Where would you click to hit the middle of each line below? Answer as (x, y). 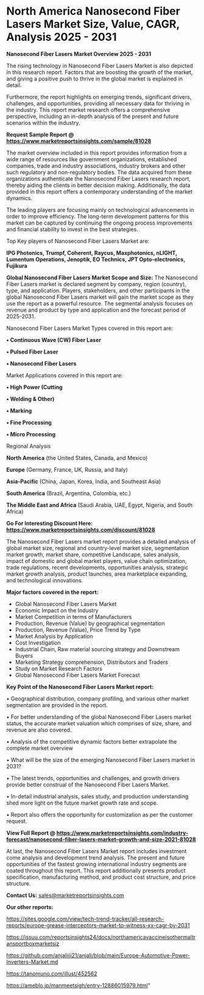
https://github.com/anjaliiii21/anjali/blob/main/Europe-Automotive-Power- (98, 955)
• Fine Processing (29, 422)
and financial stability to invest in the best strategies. (72, 229)
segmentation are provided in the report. (57, 705)
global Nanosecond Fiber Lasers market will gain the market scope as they (100, 297)
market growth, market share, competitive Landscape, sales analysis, (93, 554)
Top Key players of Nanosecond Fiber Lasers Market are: (78, 241)
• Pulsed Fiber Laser (32, 352)
